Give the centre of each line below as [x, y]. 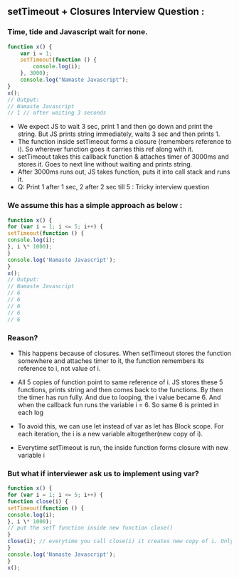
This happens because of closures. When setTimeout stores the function [124, 353]
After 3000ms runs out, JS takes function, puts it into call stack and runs [124, 172]
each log [31, 412]
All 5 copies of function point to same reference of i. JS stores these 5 [120, 382]
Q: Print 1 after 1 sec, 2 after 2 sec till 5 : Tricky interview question [113, 187]
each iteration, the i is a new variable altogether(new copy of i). [110, 433]
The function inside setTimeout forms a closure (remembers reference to [124, 142]
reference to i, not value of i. [59, 368]
